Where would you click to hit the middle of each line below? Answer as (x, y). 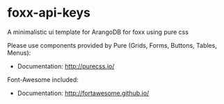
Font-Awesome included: (43, 79)
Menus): (19, 53)
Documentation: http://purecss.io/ (66, 66)
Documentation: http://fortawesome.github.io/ (83, 93)
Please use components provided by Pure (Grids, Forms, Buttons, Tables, (112, 45)
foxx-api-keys (49, 13)
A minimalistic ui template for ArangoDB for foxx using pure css (98, 32)
